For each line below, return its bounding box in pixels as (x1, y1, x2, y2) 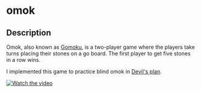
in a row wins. (6, 57, 41, 63)
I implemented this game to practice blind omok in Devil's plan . (6, 68, 162, 75)
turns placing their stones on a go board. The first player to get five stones (6, 50, 191, 57)
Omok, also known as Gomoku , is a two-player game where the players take (6, 43, 196, 51)
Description (6, 28, 51, 38)
